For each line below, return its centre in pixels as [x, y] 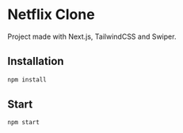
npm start [24, 123]
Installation [36, 61]
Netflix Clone [51, 15]
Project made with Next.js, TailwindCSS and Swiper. [92, 36]
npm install [27, 80]
